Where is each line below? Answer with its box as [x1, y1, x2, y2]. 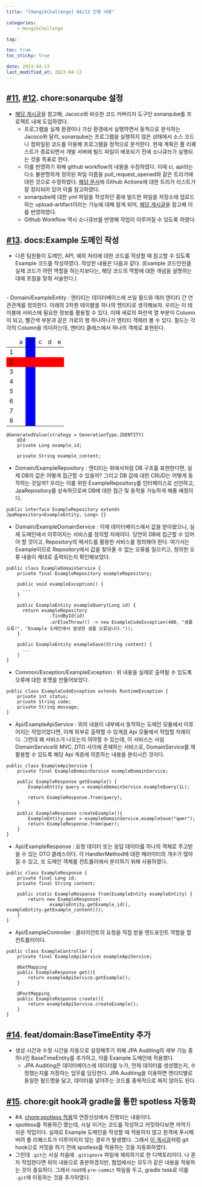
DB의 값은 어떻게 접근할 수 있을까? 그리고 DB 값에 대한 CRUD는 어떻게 [21, 472, 187, 480]
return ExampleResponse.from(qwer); [28, 821, 120, 827]
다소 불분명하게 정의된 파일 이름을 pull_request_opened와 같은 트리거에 [24, 170, 194, 178]
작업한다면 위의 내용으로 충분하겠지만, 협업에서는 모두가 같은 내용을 [21, 1159, 180, 1166]
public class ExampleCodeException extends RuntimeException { [6, 688, 169, 694]
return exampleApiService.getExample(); [28, 975, 131, 981]
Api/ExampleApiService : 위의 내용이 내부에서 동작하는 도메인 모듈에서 [14, 721, 183, 728]
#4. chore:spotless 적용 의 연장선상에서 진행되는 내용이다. [14, 1113, 152, 1121]
